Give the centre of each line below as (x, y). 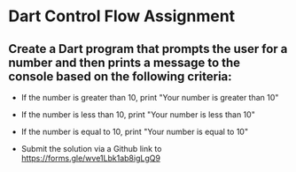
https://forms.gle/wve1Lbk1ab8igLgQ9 (91, 158)
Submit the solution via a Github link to (91, 149)
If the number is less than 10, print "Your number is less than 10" (138, 115)
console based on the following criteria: (120, 76)
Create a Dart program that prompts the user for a (148, 49)
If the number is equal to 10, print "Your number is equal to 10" (135, 131)
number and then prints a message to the (125, 62)
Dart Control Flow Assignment (122, 16)
